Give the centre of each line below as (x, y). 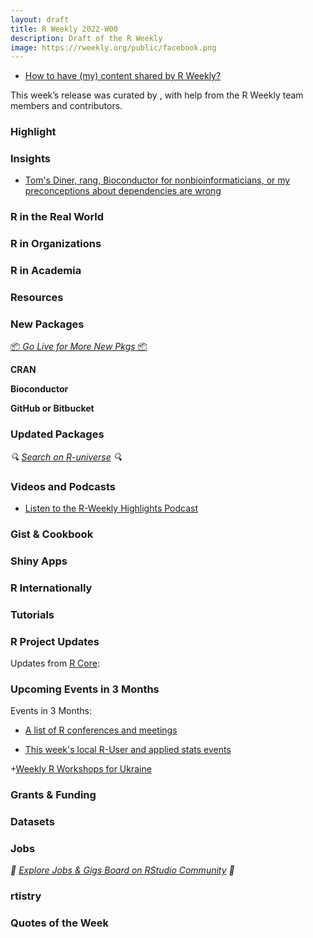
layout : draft (40, 19)
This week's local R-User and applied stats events (128, 750)
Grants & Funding (53, 795)
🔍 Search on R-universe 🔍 (66, 457)
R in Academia (46, 271)
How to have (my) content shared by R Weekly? (123, 76)
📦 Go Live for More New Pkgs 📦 (79, 347)
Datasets (32, 822)
